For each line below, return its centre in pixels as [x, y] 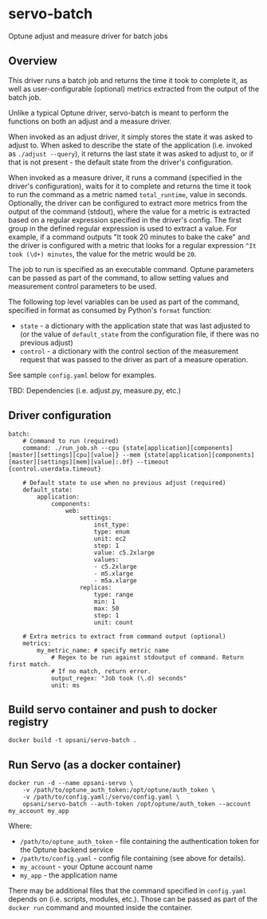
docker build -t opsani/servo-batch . [73, 740]
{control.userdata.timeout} [55, 469]
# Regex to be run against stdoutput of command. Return [147, 657]
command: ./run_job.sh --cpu [71, 448]
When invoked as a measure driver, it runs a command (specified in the [125, 177]
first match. [30, 664]
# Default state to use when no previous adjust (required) [124, 483]
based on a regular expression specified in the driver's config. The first [125, 219]
